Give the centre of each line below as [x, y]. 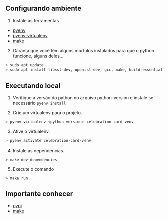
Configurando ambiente [44, 8]
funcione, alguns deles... [38, 56]
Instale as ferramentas [36, 20]
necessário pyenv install [39, 103]
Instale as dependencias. [38, 151]
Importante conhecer [39, 194]
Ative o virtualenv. [31, 132]
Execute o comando [33, 169]
